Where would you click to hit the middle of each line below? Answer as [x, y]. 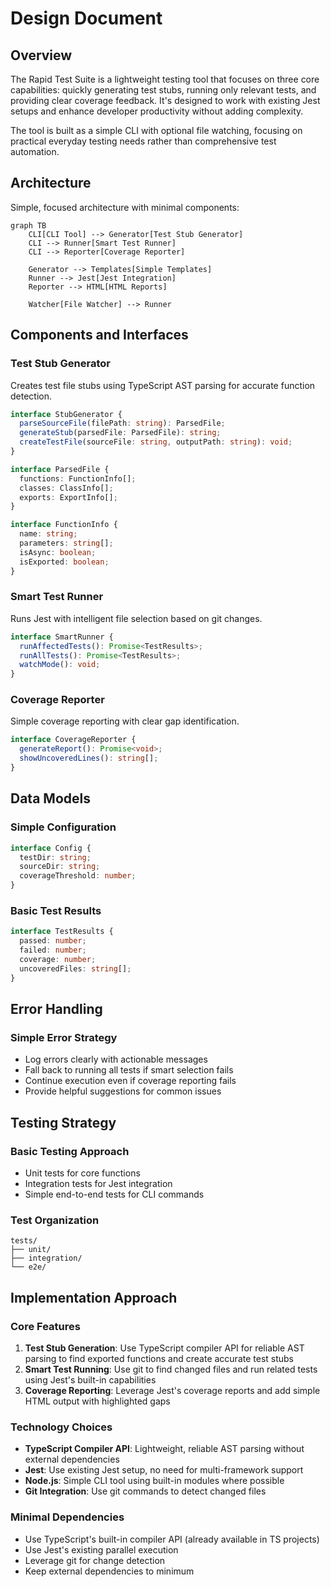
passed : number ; [53, 941]
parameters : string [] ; [66, 543]
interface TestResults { [62, 932]
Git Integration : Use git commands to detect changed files [145, 1491]
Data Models [50, 798]
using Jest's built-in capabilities [90, 1379]
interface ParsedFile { [60, 469]
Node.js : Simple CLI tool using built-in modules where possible [154, 1481]
